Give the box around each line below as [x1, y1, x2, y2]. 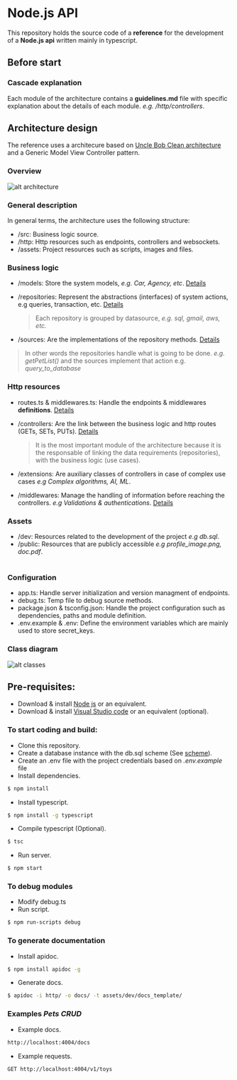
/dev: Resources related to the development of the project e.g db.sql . [17, 532, 220, 540]
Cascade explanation [7, 78, 82, 88]
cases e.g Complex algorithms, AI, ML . [17, 477, 131, 486]
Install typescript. [17, 797, 69, 807]
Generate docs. [17, 978, 63, 987]
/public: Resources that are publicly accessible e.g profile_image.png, [17, 540, 222, 548]
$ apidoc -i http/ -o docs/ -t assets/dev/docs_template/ [7, 992, 182, 999]
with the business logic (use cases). [35, 456, 140, 464]
